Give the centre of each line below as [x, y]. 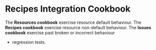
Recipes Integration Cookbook [68, 9]
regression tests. [29, 42]
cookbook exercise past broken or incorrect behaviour [60, 33]
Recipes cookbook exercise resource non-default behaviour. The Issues [78, 27]
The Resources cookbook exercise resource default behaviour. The [73, 22]
